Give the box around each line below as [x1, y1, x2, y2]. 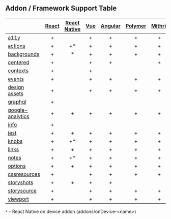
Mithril [151, 22, 168, 29]
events [8, 75, 24, 82]
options [8, 162, 26, 169]
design [8, 83, 24, 90]
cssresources [8, 170, 41, 177]
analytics [8, 113, 30, 120]
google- [8, 106, 28, 113]
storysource [8, 187, 37, 194]
